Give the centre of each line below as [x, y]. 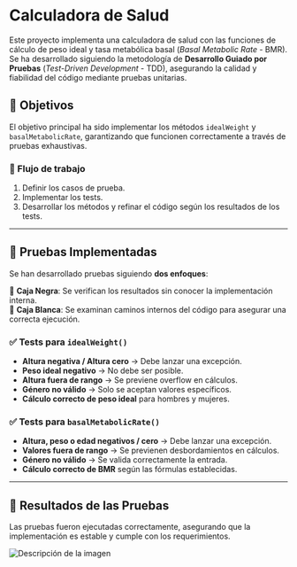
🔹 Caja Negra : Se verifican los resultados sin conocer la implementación [141, 291]
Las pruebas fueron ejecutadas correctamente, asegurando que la [130, 527]
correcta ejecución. [45, 319]
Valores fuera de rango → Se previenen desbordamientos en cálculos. [151, 450]
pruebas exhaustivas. [48, 145]
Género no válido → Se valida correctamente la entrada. [125, 460]
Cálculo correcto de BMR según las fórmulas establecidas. [129, 470]
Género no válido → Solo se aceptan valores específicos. [127, 390]
